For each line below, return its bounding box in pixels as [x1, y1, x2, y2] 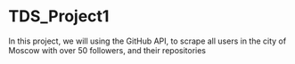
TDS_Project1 [8, 6, 110, 27]
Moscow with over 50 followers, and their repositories [8, 44, 207, 55]
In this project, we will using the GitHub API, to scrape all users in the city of [8, 36, 287, 46]
